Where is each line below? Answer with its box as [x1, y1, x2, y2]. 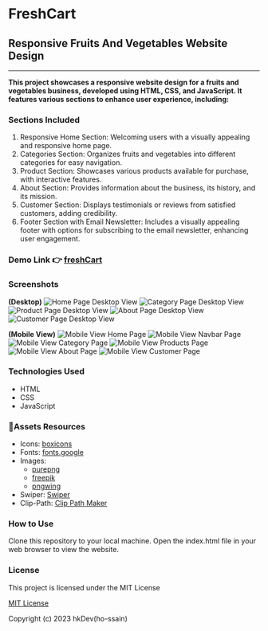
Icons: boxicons [19, 439, 73, 449]
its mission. [19, 192, 57, 202]
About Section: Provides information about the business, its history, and [19, 183, 256, 193]
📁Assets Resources [8, 421, 86, 432]
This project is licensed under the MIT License [8, 582, 161, 592]
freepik [31, 473, 56, 483]
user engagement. [19, 234, 81, 244]
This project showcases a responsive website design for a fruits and [8, 77, 239, 87]
